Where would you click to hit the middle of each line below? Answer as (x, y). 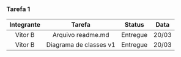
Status (135, 25)
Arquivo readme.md (81, 35)
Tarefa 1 (18, 9)
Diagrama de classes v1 (81, 45)
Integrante (25, 25)
